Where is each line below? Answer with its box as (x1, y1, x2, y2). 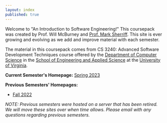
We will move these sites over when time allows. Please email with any (5, 106, 151, 112)
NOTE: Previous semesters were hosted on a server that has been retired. (5, 101, 158, 107)
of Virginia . (5, 62, 28, 68)
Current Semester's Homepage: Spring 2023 (5, 72, 100, 78)
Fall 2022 (12, 91, 32, 97)
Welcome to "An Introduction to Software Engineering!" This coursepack (5, 26, 155, 32)
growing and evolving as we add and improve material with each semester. (5, 36, 159, 43)
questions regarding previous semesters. (5, 111, 90, 118)
